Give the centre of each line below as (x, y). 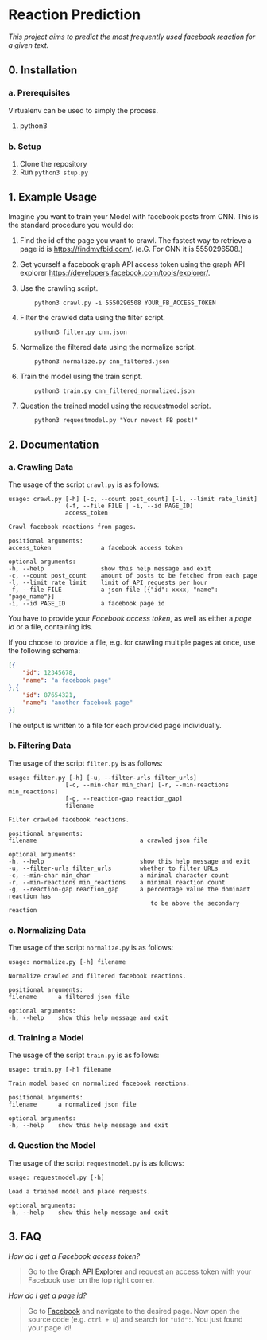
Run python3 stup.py (54, 172)
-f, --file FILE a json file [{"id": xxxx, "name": (113, 590)
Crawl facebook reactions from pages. (72, 527)
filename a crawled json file (108, 840)
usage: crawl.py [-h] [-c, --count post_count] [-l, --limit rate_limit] (133, 500)
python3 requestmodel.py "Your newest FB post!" (116, 420)
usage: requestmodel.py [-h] (56, 1177)
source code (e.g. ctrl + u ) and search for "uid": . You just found (135, 1319)
